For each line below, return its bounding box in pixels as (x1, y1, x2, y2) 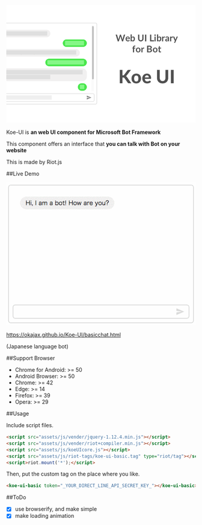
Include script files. (6, 422, 54, 429)
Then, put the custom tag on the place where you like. (6, 470, 140, 478)
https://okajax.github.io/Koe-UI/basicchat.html (6, 331, 121, 339)
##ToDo (6, 494, 26, 501)
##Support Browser (6, 355, 55, 362)
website (6, 147, 27, 154)
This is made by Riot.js (6, 158, 62, 165)
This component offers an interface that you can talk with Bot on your (6, 140, 180, 147)
